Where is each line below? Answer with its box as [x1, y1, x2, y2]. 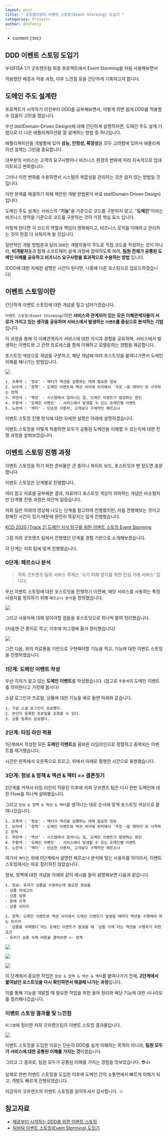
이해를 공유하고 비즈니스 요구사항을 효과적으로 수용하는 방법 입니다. [14, 254, 144, 260]
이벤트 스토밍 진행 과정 [5, 448, 71, 457]
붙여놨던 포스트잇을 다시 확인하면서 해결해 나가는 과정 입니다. [5, 979, 122, 985]
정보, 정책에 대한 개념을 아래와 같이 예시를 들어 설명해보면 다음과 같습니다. [5, 871, 149, 877]
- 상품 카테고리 [5, 888, 33, 893]
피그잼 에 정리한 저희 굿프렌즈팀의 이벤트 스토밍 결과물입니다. [5, 1022, 121, 1028]
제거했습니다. [14, 747, 41, 753]
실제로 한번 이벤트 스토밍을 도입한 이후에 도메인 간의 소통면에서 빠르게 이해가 [5, 1071, 155, 1077]
